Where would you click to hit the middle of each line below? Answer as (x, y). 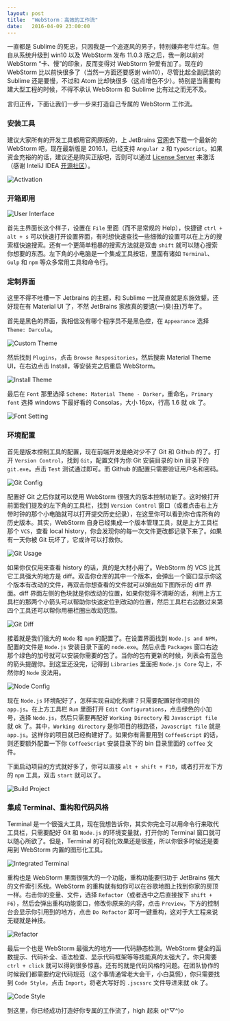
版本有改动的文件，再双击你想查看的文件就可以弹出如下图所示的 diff (108, 585)
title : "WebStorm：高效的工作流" (53, 20)
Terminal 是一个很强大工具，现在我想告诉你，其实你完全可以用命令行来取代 (113, 823)
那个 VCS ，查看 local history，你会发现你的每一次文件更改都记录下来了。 (108, 531)
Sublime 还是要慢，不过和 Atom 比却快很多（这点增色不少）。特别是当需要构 (114, 81)
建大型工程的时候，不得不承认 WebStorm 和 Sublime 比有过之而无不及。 (109, 89)
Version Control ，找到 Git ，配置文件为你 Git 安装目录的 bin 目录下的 (112, 460)
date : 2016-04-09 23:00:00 (49, 26)
